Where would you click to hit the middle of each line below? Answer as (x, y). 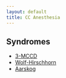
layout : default (26, 12)
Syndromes (28, 42)
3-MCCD (26, 56)
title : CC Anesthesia (33, 17)
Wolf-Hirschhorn (36, 62)
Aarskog (25, 69)
